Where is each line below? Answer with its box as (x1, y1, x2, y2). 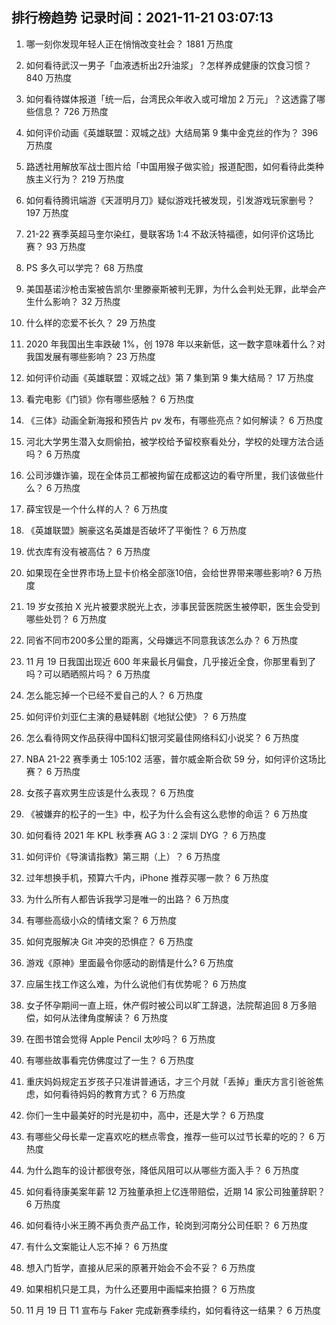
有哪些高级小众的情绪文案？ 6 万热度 (25, 914, 178, 926)
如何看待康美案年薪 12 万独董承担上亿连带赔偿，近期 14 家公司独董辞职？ (25, 1185, 326, 1197)
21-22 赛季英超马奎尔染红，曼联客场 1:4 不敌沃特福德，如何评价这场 (25, 228, 306, 240)
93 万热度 (45, 240, 87, 252)
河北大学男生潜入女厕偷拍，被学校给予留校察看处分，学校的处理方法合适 (25, 435, 324, 447)
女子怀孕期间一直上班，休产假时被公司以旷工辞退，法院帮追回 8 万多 (25, 999, 309, 1011)
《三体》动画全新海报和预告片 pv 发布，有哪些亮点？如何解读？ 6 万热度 (25, 414, 324, 426)
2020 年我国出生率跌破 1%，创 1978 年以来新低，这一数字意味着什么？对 (25, 338, 326, 350)
